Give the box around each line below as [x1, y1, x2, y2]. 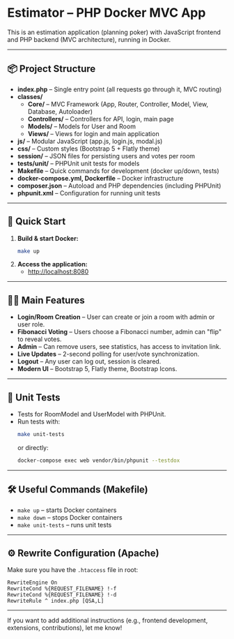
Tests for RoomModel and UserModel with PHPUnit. [17, 410, 166, 419]
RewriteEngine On [7, 579, 58, 587]
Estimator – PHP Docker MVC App [7, 5, 206, 21]
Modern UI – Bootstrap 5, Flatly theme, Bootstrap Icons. [17, 365, 178, 373]
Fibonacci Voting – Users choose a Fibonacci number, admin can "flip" [17, 328, 221, 336]
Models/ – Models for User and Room [27, 122, 136, 130]
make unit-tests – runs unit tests [17, 520, 112, 529]
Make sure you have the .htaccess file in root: [7, 566, 139, 574]
